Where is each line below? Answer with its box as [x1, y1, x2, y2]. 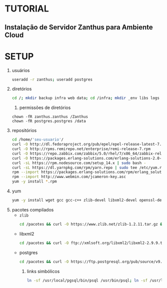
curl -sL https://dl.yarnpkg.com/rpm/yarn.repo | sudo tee [11, 165, 138, 170]
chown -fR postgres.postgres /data [11, 118, 86, 124]
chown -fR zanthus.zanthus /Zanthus [11, 114, 88, 119]
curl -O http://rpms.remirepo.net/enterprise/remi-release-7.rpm [11, 146, 151, 151]
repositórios [11, 127, 37, 133]
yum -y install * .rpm [11, 179, 57, 184]
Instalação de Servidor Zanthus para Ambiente [4, 23, 153, 31]
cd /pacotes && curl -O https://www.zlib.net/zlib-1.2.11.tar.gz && [19, 221, 165, 226]
